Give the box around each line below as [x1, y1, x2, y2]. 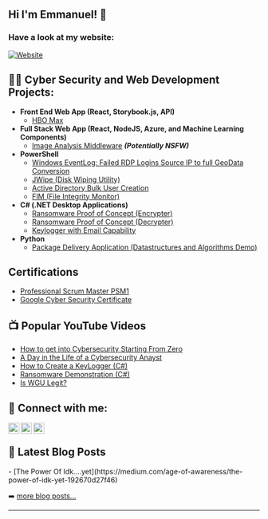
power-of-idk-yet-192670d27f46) [8, 475, 118, 485]
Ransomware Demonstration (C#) [19, 370, 130, 379]
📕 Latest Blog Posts [8, 446, 106, 459]
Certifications [8, 265, 79, 279]
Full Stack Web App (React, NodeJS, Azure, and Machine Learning [19, 124, 245, 133]
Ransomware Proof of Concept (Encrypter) [31, 208, 173, 218]
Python [19, 234, 45, 243]
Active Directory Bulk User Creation [31, 183, 149, 192]
